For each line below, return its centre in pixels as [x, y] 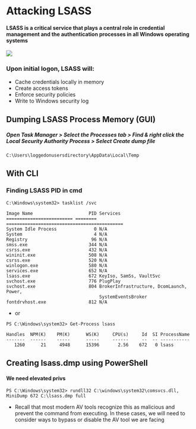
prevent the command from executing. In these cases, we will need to [100, 414]
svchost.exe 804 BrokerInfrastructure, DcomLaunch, [97, 286]
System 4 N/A [57, 234]
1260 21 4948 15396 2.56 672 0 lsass [94, 345]
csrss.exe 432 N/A [57, 250]
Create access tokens [41, 88]
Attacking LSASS [49, 11]
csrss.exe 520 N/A [57, 260]
